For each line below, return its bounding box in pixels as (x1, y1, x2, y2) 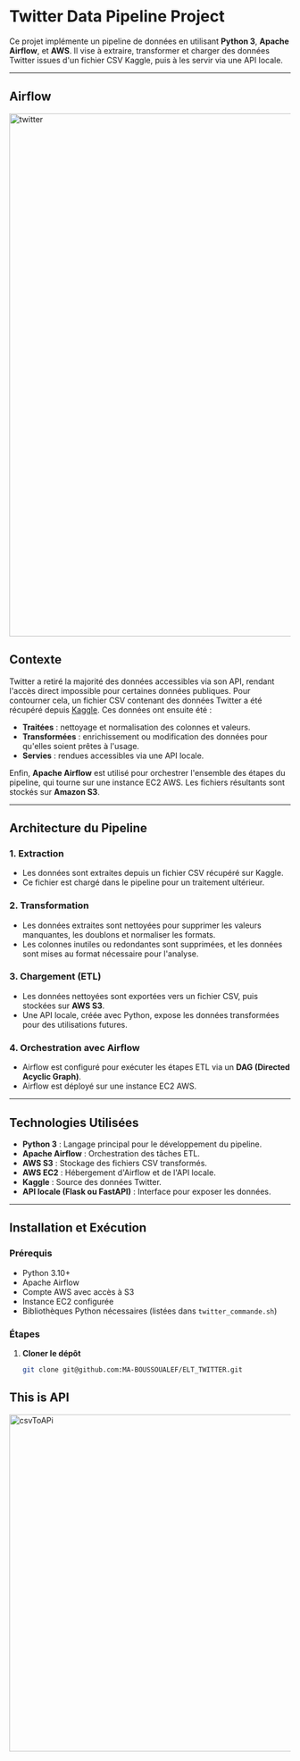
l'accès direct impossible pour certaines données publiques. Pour (9, 685, 251, 696)
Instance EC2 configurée (21, 1296, 114, 1306)
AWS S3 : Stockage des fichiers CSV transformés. (21, 1157, 208, 1168)
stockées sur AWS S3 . (21, 1000, 105, 1011)
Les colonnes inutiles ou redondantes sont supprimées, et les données (21, 939, 283, 949)
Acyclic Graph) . (21, 1072, 82, 1082)
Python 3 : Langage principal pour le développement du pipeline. (21, 1139, 262, 1149)
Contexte (9, 652, 62, 667)
